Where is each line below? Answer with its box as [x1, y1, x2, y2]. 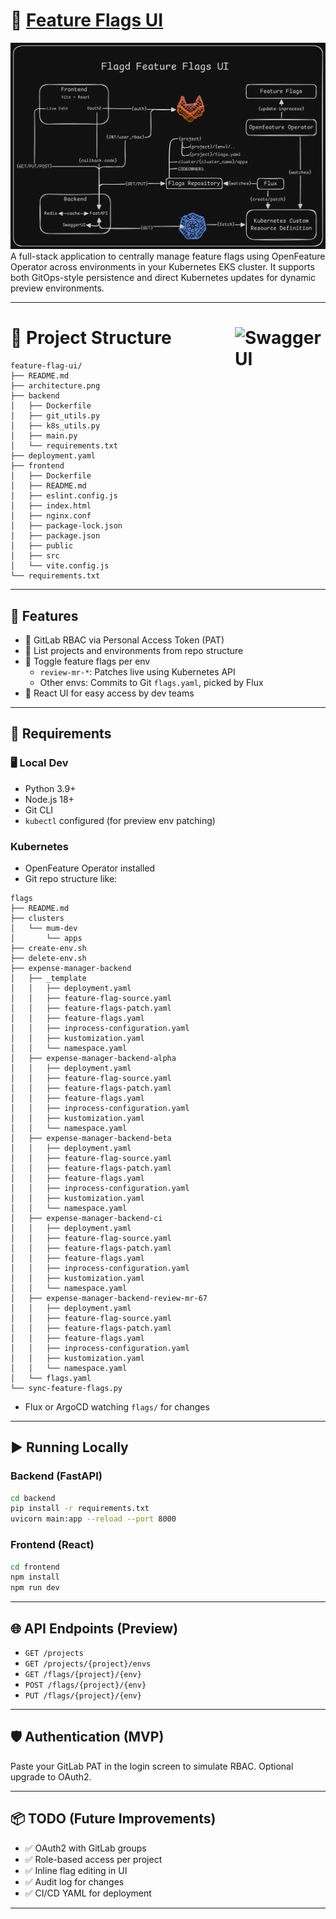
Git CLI [24, 804, 54, 816]
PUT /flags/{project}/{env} [24, 1690, 142, 1701]
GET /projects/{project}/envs [24, 1659, 152, 1669]
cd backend [10, 1493, 56, 1503]
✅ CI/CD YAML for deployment [24, 1887, 152, 1899]
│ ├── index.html [10, 501, 92, 511]
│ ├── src [10, 551, 60, 561]
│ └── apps [10, 933, 83, 943]
